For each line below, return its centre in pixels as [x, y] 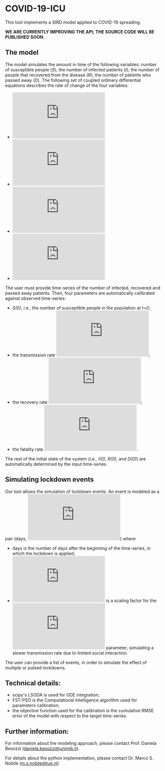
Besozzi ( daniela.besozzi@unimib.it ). [43, 749]
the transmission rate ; [81, 355]
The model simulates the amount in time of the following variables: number [81, 64]
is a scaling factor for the [131, 600]
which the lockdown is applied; [44, 553]
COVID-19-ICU [35, 9]
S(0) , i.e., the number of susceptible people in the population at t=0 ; [81, 308]
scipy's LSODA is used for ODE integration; [56, 695]
